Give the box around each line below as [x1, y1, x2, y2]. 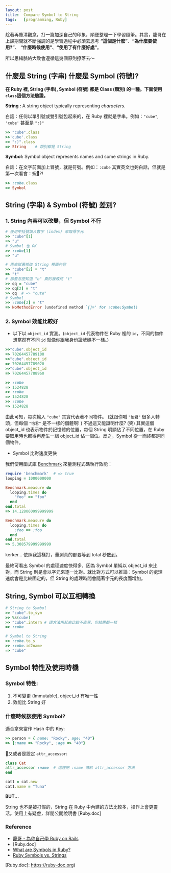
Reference [5, 823, 32, 830]
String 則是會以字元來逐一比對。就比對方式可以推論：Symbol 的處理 [19, 569, 163, 575]
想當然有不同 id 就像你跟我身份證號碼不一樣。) [12, 337, 109, 343]
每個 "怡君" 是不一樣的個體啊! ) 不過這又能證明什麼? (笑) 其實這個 [18, 420, 155, 426]
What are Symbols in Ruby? [12, 846, 71, 853]
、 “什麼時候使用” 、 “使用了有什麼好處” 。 [14, 44, 102, 51]
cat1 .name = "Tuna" [5, 784, 47, 789]
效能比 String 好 [12, 699, 46, 705]
